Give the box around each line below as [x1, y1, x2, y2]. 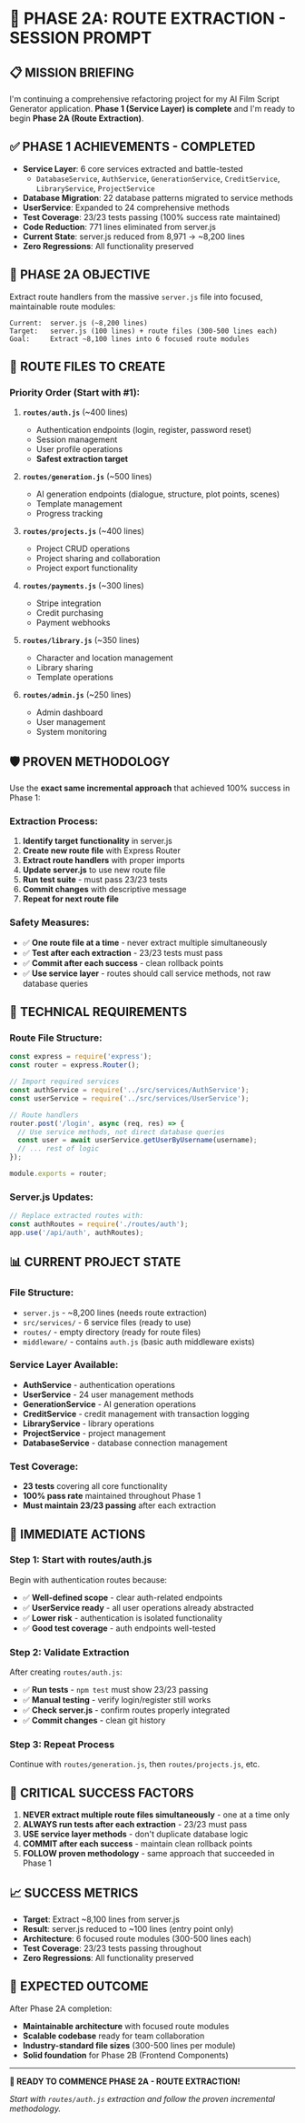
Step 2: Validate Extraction [9, 1645, 130, 1658]
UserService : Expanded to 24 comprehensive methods [22, 202, 230, 213]
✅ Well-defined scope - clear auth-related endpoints [22, 1592, 223, 1603]
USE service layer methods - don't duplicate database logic [22, 1828, 249, 1840]
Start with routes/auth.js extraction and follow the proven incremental [9, 2093, 275, 2104]
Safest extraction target [35, 454, 129, 465]
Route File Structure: [9, 1031, 103, 1044]
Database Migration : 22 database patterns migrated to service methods [22, 192, 293, 203]
